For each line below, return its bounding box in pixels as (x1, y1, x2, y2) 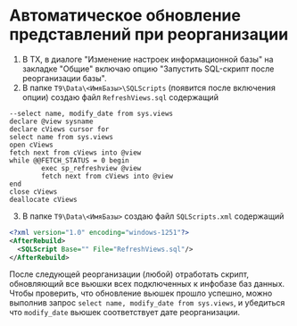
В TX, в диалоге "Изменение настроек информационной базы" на (21, 54, 274, 64)
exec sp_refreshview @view (41, 163, 142, 172)
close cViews (9, 187, 58, 196)
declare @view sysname (9, 117, 94, 126)
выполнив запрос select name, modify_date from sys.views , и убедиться (9, 297, 285, 308)
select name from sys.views (9, 132, 114, 141)
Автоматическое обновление (9, 5, 241, 26)
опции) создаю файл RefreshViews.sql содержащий (21, 91, 219, 103)
